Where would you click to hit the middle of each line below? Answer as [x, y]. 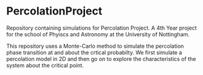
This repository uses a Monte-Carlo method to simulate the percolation [95, 46]
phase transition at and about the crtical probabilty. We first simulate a [94, 52]
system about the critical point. [45, 65]
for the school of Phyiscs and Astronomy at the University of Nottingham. [98, 34]
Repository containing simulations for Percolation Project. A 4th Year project [101, 28]
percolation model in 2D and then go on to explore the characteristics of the [101, 59]
